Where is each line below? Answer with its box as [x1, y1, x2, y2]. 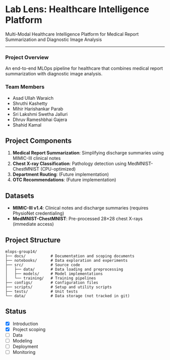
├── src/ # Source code [5, 262, 80, 267]
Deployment [12, 343, 38, 350]
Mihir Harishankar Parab [12, 105, 63, 112]
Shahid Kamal [12, 122, 41, 128]
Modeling [12, 338, 33, 344]
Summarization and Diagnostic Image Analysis [5, 36, 102, 43]
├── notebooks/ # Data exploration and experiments [5, 258, 128, 263]
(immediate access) [12, 221, 54, 227]
